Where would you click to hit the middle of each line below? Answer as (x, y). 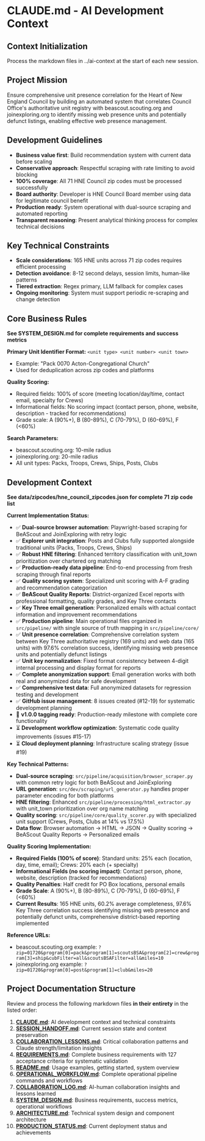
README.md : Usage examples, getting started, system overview (97, 1067)
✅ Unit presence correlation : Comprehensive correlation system (97, 635)
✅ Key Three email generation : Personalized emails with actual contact (106, 608)
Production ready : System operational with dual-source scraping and (103, 207)
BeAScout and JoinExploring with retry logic (71, 534)
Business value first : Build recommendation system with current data (103, 155)
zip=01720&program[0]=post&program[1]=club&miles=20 (84, 970)
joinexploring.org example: (49, 964)
